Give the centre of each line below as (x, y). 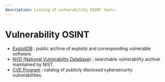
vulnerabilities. (27, 75)
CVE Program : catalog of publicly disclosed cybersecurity (73, 69)
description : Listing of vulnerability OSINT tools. (61, 10)
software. (22, 53)
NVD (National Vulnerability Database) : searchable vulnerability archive (86, 59)
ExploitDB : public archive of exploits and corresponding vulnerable (82, 48)
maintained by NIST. (33, 64)
